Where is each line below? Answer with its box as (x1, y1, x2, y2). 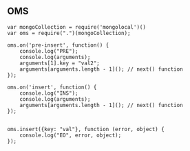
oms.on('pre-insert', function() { (7, 41, 109, 49)
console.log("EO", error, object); (19, 132, 122, 139)
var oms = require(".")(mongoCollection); (7, 30, 131, 36)
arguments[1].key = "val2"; (19, 60, 100, 67)
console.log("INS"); (19, 89, 78, 97)
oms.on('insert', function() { (7, 84, 97, 91)
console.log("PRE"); (19, 47, 78, 54)
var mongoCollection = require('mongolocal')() (7, 23, 147, 30)
